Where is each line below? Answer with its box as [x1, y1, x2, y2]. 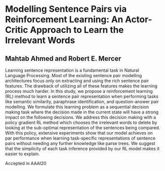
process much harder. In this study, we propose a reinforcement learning [5, 88, 153, 94]
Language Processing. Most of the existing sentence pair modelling [5, 73, 142, 78]
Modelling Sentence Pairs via [5, 3, 127, 15]
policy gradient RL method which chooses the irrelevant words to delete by [5, 119, 158, 125]
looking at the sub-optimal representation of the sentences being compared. [5, 125, 160, 131]
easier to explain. [5, 151, 40, 157]
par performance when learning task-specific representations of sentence [5, 135, 156, 141]
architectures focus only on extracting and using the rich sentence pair [5, 78, 149, 84]
